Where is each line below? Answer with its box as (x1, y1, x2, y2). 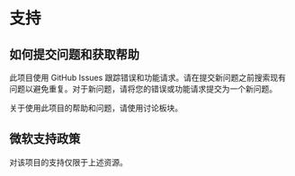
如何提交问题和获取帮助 (9, 47, 139, 62)
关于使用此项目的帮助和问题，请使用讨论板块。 (9, 102, 183, 113)
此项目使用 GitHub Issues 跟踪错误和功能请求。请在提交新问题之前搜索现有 (9, 73, 286, 83)
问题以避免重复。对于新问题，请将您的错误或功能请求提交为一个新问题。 (9, 84, 277, 94)
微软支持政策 (9, 131, 81, 146)
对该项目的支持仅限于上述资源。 (9, 156, 128, 167)
